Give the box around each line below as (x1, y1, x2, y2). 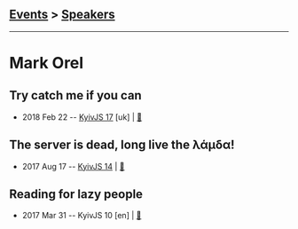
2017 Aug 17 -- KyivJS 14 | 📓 (21, 161, 126, 171)
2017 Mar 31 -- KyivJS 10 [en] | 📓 (21, 210, 142, 221)
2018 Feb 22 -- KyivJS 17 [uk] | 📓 (21, 111, 143, 122)
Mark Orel (9, 53, 84, 73)
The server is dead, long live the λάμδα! (9, 138, 235, 153)
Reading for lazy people (9, 186, 144, 202)
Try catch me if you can (9, 88, 142, 103)
